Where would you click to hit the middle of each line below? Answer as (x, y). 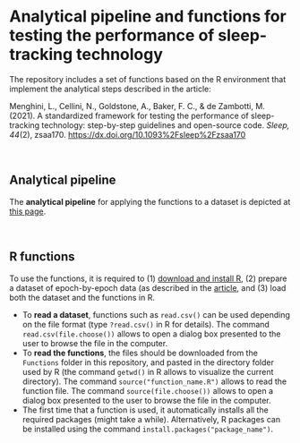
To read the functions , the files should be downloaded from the (140, 353)
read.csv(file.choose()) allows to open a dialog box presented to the (151, 334)
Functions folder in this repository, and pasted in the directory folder (148, 362)
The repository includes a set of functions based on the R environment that (148, 79)
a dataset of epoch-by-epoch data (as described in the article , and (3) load (148, 287)
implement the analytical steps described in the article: (111, 89)
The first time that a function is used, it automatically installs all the (145, 410)
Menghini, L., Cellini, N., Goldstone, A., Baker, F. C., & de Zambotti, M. (137, 106)
